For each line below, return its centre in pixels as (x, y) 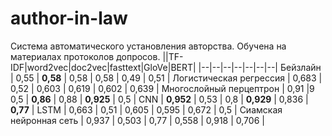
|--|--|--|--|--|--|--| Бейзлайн (260, 67)
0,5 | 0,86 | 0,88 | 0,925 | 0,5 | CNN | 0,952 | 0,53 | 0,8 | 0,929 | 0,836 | (159, 99)
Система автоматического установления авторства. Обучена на (148, 46)
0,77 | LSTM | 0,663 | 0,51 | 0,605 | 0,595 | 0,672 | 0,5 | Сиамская (146, 109)
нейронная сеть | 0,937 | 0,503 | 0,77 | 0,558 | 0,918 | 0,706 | (137, 120)
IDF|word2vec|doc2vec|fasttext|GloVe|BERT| (103, 67)
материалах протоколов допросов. (85, 56)
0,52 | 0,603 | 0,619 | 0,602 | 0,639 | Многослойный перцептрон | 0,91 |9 (162, 88)
